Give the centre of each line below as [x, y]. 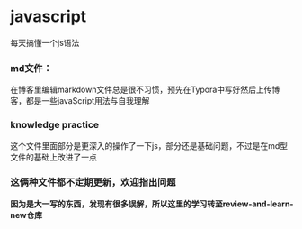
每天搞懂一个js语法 [45, 42]
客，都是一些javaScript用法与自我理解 [80, 101]
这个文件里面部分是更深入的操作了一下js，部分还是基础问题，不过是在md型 [149, 145]
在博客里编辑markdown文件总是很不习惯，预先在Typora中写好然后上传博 [145, 90]
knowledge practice [55, 125]
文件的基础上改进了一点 [53, 157]
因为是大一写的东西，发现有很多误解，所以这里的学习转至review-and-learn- [152, 204]
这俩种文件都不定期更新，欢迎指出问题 [93, 182]
